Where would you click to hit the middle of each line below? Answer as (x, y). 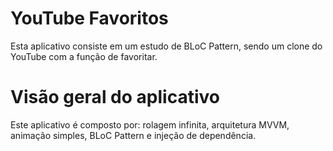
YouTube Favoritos (89, 18)
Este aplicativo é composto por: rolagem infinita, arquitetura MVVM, (150, 124)
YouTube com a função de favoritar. (84, 56)
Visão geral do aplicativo (115, 97)
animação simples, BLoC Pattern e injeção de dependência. (133, 135)
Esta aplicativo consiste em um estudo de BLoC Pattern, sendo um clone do (166, 46)
